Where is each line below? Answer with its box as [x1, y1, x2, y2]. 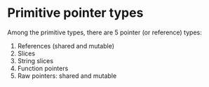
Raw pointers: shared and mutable [17, 72, 117, 80]
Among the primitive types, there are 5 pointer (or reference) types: [7, 28, 202, 36]
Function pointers [17, 64, 69, 72]
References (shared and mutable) [17, 41, 114, 50]
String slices [17, 56, 54, 65]
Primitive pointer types [7, 5, 144, 21]
